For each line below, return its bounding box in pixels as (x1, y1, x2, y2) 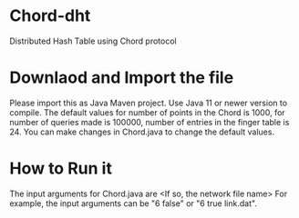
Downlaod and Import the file (9, 67, 234, 88)
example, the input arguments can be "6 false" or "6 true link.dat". (9, 197, 258, 209)
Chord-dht (9, 5, 91, 26)
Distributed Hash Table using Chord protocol (9, 35, 177, 46)
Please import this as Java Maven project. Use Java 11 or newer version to (9, 97, 288, 108)
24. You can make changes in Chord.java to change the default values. (9, 126, 275, 137)
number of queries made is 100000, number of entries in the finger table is (9, 116, 290, 127)
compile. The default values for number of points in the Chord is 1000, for (9, 106, 285, 118)
